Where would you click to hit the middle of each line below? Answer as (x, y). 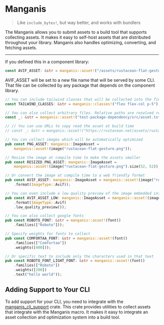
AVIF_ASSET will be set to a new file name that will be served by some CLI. (80, 80)
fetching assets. (21, 47)
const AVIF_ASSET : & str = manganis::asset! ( (51, 70)
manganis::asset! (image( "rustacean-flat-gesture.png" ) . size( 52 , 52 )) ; (87, 167)
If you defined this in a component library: (47, 62)
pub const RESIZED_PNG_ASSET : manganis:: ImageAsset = (61, 162)
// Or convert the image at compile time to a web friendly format (75, 175)
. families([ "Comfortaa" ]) (40, 243)
